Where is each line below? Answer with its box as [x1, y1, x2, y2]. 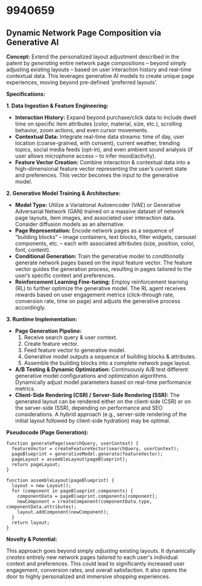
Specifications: [6, 91, 46, 97]
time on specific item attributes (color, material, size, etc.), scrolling [14, 120, 182, 127]
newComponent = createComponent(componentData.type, [17, 498, 153, 505]
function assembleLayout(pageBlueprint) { [6, 477, 115, 483]
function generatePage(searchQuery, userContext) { [6, 441, 139, 447]
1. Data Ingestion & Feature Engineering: [6, 102, 109, 109]
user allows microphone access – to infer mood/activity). [14, 152, 156, 159]
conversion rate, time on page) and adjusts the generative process [14, 298, 181, 305]
